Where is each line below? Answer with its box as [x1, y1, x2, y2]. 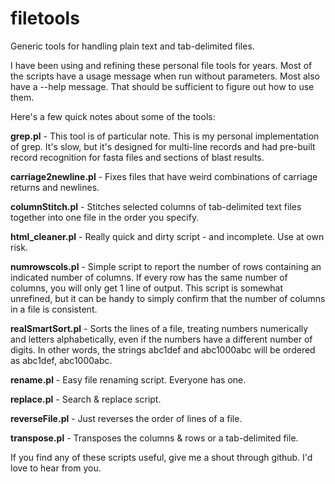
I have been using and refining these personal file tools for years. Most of [10, 59, 313, 71]
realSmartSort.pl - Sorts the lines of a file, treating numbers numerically [10, 322, 309, 334]
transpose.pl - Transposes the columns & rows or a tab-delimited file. [10, 432, 299, 444]
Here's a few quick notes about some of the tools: [10, 110, 216, 122]
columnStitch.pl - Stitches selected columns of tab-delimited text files [10, 200, 302, 212]
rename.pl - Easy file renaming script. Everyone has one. [10, 373, 247, 386]
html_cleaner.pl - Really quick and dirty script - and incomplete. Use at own [10, 230, 325, 242]
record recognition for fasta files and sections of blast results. [10, 151, 265, 163]
